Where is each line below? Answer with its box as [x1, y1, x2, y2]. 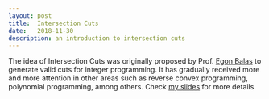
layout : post [8, 11, 52, 20]
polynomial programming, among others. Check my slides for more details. [8, 82, 256, 92]
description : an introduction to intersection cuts [8, 34, 185, 43]
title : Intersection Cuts [8, 19, 99, 27]
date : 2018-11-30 [8, 27, 74, 35]
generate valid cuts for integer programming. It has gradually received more [8, 65, 260, 75]
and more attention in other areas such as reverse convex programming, [8, 73, 248, 83]
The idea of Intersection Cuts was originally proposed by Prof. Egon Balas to [8, 56, 262, 66]
